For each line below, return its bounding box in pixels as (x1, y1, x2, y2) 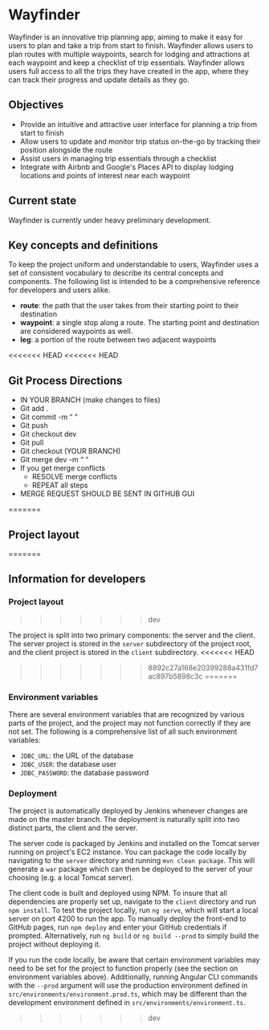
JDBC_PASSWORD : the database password (19, 767, 149, 777)
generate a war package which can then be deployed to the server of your (8, 865, 253, 874)
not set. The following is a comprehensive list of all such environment (8, 727, 238, 736)
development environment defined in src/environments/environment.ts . (8, 998, 247, 1008)
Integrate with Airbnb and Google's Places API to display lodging (19, 162, 234, 172)
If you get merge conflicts (19, 463, 106, 473)
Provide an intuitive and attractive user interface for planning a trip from (19, 119, 258, 129)
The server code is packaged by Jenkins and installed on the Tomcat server (8, 839, 260, 849)
